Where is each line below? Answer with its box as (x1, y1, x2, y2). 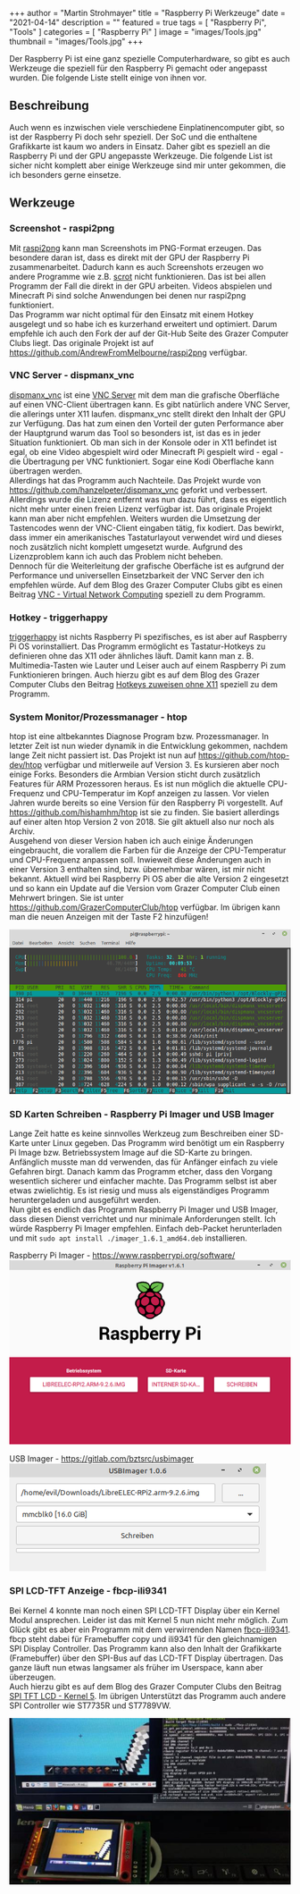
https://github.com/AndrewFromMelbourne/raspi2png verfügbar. (9, 347, 248, 358)
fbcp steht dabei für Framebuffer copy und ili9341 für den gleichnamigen (9, 1633, 277, 1644)
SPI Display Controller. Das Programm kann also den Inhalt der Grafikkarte (9, 1643, 282, 1654)
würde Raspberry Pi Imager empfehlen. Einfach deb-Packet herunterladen (9, 1224, 283, 1234)
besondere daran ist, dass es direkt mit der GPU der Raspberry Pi (9, 252, 250, 263)
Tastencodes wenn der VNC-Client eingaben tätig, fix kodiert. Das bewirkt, (9, 522, 284, 533)
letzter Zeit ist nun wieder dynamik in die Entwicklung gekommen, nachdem (9, 741, 288, 752)
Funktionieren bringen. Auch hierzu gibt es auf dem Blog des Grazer (9, 669, 261, 680)
